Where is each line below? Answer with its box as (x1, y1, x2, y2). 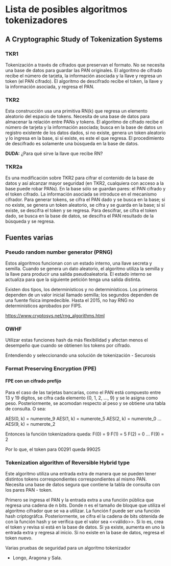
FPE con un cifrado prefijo (5, 378, 62, 384)
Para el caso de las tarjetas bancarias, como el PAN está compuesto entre (5, 389, 161, 395)
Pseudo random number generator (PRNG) (5, 248, 113, 255)
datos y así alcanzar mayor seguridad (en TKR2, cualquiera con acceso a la (5, 180, 164, 186)
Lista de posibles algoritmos (5, 4, 128, 15)
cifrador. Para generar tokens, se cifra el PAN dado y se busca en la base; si (5, 197, 165, 203)
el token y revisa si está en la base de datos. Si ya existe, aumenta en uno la (5, 524, 165, 530)
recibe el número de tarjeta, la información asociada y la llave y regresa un (5, 73, 162, 79)
